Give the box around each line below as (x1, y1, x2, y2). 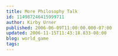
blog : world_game (6, 36, 49, 41)
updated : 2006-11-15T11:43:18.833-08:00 (6, 30, 107, 36)
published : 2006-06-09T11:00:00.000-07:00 (6, 24, 112, 31)
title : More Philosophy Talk (6, 8, 78, 15)
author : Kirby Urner (6, 19, 57, 25)
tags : (6, 41, 19, 47)
